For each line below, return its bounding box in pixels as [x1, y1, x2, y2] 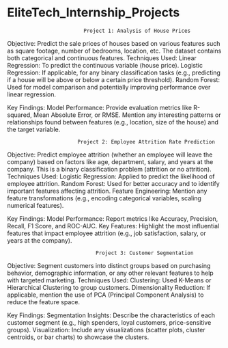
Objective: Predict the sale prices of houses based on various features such [7, 39, 220, 47]
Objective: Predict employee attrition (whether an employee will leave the [7, 150, 213, 159]
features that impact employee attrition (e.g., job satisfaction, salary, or [7, 229, 207, 237]
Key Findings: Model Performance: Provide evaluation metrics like [7, 103, 193, 111]
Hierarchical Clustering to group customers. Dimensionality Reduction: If [7, 283, 211, 291]
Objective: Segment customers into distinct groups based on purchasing [7, 261, 211, 269]
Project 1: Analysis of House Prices [83, 27, 191, 34]
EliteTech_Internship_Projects [7, 5, 180, 21]
